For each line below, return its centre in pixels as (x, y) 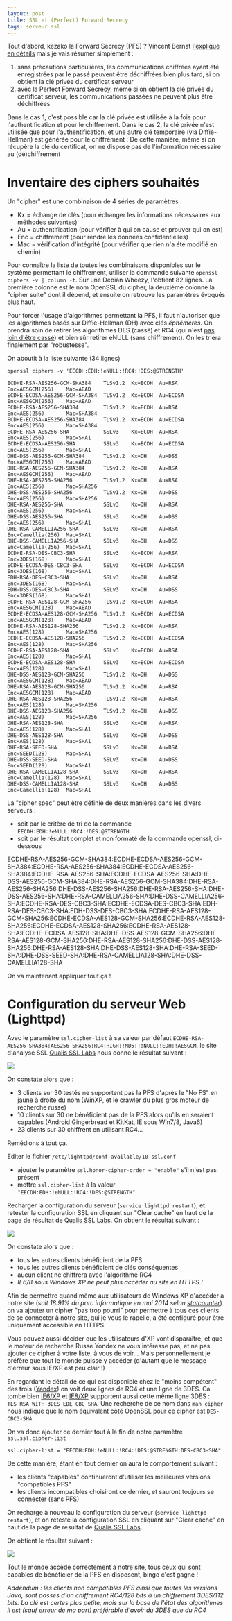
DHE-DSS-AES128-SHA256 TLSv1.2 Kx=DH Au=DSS (92, 711)
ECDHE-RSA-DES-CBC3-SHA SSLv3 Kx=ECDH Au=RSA (92, 553)
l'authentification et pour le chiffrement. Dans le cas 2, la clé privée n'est (111, 125)
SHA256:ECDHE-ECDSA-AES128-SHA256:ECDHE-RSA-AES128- (99, 926)
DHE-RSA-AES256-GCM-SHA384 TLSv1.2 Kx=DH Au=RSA (92, 468)
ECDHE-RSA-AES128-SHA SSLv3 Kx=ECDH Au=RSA (92, 651)
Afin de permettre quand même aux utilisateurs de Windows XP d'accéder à (116, 1296)
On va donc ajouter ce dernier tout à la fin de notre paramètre (95, 1432)
